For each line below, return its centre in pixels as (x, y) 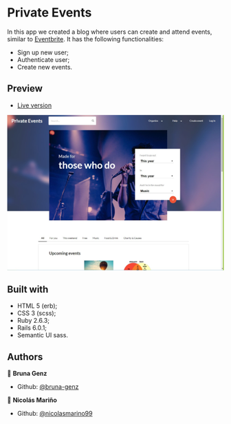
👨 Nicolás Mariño (32, 400)
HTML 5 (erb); (37, 306)
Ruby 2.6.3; (33, 321)
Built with (28, 289)
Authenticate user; (43, 59)
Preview (25, 88)
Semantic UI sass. (43, 335)
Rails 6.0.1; (32, 328)
